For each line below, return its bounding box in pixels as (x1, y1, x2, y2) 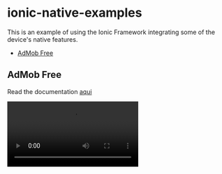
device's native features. (7, 35, 78, 43)
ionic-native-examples (7, 5, 142, 21)
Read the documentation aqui (7, 87, 92, 95)
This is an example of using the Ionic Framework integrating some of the (7, 28, 215, 36)
